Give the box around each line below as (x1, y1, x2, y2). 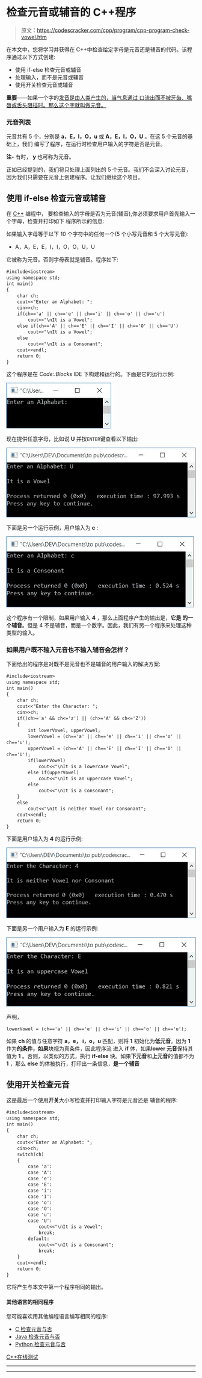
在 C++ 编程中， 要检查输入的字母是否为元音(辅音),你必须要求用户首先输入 (6, 210, 191, 218)
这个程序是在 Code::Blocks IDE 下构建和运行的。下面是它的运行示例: (6, 371, 175, 378)
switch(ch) (17, 1151, 44, 1157)
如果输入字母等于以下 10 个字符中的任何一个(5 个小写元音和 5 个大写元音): (6, 230, 189, 238)
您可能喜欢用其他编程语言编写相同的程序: (6, 1313, 108, 1320)
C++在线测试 (6, 1353, 38, 1361)
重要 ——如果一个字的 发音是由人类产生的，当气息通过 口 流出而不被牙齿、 (6, 94, 187, 101)
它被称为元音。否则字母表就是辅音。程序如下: (6, 256, 119, 263)
